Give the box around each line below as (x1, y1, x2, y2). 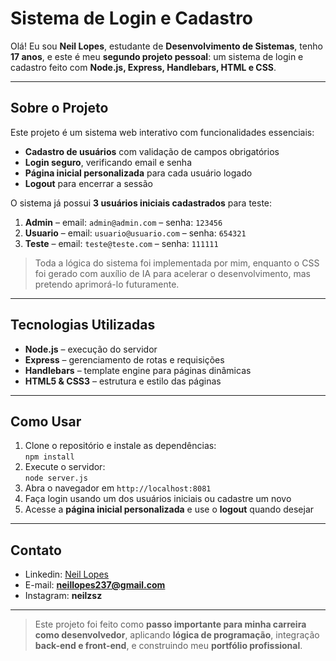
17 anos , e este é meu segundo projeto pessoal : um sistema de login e (10, 50, 304, 62)
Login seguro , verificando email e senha (24, 156, 193, 168)
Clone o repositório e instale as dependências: (24, 440, 217, 452)
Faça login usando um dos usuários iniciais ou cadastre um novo (24, 493, 292, 505)
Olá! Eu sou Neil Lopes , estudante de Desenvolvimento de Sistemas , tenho (10, 40, 323, 52)
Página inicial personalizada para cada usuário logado (24, 167, 253, 179)
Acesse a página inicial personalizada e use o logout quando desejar (24, 503, 315, 516)
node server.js (24, 473, 89, 484)
